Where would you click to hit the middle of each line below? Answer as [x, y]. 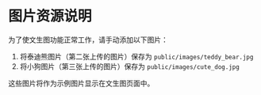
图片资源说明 [50, 16]
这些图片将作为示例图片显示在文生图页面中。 [81, 83]
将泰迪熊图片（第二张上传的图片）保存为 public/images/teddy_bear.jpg [136, 56]
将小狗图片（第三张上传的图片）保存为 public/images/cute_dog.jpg [129, 66]
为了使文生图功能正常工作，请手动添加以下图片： [88, 40]
